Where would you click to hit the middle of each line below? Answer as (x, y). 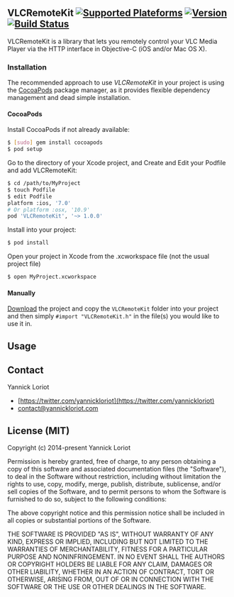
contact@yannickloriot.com (58, 408)
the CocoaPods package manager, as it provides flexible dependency (109, 90)
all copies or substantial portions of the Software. (79, 520)
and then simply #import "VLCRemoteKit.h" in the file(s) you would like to (113, 316)
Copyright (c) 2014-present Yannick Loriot (69, 448)
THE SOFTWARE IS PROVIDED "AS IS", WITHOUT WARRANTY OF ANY (111, 534)
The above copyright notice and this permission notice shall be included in (116, 513)
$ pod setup (25, 150)
